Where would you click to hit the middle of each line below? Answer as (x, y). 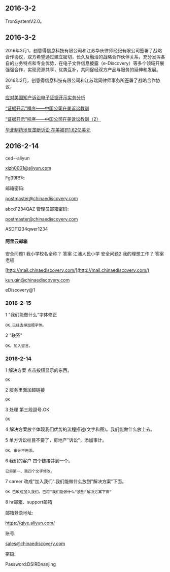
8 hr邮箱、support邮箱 (29, 502)
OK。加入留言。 (19, 346)
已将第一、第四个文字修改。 (30, 471)
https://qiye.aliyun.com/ (30, 523)
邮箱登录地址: (20, 513)
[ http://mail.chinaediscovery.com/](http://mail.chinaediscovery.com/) (77, 270)
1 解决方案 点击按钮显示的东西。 (39, 370)
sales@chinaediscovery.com (35, 544)
